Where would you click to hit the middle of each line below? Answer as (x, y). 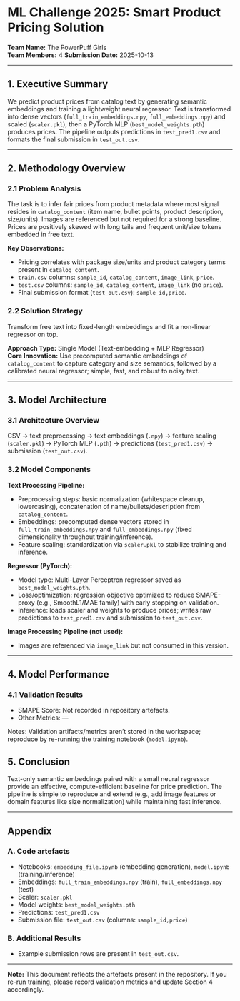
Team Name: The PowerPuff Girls (57, 47)
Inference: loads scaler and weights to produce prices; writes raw (114, 610)
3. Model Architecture (57, 400)
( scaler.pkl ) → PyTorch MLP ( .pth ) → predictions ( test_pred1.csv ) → (110, 443)
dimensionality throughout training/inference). (85, 537)
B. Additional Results (44, 938)
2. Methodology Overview (67, 168)
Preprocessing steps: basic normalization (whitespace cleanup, (111, 499)
